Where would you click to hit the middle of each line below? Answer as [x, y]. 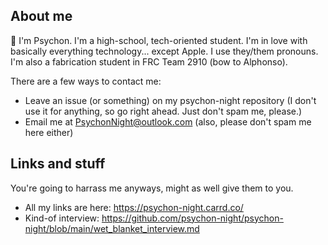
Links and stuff [58, 164]
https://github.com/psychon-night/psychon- [192, 218]
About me [41, 16]
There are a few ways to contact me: [86, 81]
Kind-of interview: [62, 218]
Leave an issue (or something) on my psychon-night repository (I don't [170, 100]
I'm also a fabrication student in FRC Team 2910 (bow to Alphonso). [149, 61]
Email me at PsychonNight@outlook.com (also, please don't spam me [168, 121]
